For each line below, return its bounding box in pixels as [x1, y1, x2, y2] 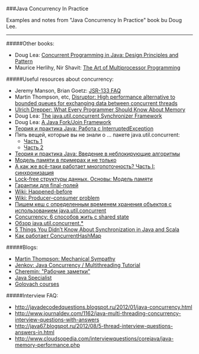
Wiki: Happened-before [14, 188, 73, 195]
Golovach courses [14, 280, 59, 287]
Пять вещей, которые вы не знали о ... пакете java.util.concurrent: [14, 131, 180, 138]
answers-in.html [14, 329, 54, 336]
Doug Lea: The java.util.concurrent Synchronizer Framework [14, 112, 162, 119]
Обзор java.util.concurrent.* [14, 220, 84, 226]
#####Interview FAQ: [6, 292, 58, 299]
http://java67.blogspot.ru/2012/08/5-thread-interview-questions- [14, 323, 174, 329]
